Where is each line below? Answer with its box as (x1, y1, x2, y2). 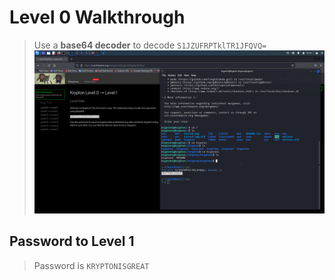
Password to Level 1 (9, 233, 135, 250)
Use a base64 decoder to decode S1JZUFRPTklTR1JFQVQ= (33, 39, 267, 51)
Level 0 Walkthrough (9, 6, 186, 29)
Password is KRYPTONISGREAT (33, 259, 150, 271)
